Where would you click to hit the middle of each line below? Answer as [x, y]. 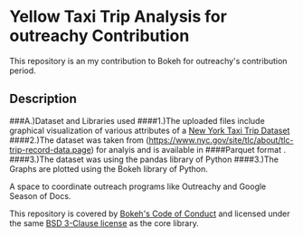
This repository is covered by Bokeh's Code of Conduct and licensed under [150, 213]
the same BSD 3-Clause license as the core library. [104, 223]
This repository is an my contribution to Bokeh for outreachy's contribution [148, 61]
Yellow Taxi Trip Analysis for [118, 17]
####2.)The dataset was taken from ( [79, 140]
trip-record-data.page [51, 149]
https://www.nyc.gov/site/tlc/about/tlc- [221, 140]
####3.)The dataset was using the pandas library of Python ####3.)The [144, 159]
